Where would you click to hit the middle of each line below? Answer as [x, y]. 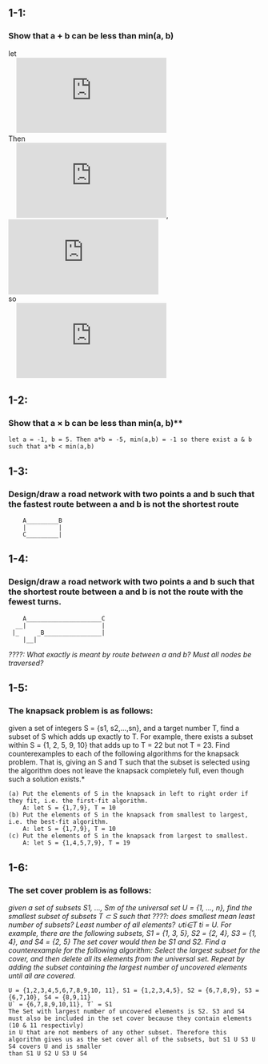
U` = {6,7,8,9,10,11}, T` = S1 [60, 1005]
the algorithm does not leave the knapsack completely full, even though [126, 771]
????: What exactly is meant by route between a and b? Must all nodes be [130, 654]
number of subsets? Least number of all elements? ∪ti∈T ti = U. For [120, 925]
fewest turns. [35, 602]
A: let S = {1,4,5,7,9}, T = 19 [76, 843]
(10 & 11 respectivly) [46, 1026]
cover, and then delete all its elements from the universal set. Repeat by [127, 959]
